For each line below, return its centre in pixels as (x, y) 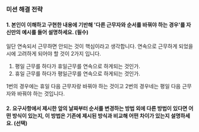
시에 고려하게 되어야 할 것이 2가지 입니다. (54, 54)
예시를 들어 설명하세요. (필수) (55, 32)
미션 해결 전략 (25, 9)
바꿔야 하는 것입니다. (41, 94)
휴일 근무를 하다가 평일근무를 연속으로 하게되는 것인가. (78, 74)
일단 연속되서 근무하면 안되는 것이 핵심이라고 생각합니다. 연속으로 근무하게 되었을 (100, 46)
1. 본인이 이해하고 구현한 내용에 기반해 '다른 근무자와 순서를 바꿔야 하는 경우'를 (96, 24)
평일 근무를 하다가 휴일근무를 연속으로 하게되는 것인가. (78, 66)
